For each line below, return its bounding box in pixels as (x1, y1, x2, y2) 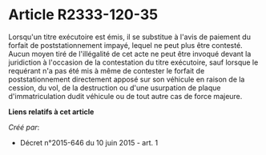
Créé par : (8, 122, 40, 132)
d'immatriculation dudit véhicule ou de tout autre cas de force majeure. (8, 91, 243, 101)
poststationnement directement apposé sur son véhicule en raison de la (8, 74, 245, 84)
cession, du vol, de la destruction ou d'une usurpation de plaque (8, 82, 221, 93)
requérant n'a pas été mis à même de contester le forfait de (8, 66, 205, 75)
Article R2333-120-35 (8, 6, 159, 24)
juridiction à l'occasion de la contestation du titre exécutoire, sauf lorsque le (8, 58, 259, 67)
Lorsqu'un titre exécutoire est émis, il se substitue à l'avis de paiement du (8, 32, 251, 42)
